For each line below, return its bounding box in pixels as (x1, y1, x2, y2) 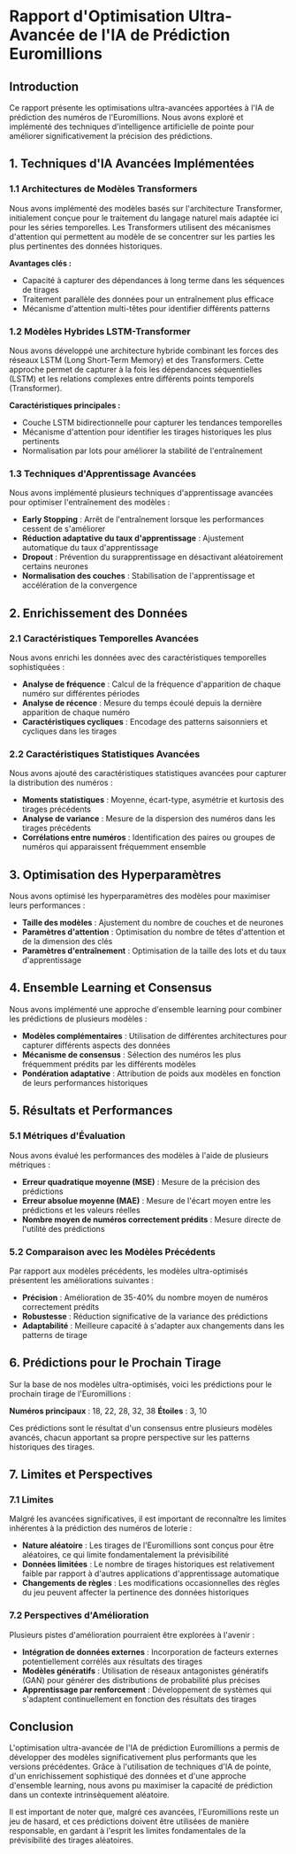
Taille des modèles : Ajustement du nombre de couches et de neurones (21, 918, 285, 928)
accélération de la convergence (21, 580, 138, 590)
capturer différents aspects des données (21, 1040, 171, 1050)
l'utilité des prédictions (21, 1223, 105, 1234)
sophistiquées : (9, 661, 65, 672)
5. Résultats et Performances (9, 1104, 173, 1119)
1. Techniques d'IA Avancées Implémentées (9, 157, 254, 172)
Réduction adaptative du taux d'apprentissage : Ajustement (21, 533, 245, 543)
